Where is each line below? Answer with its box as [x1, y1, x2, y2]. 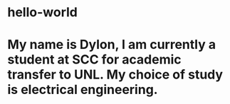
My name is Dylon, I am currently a [7, 37, 216, 53]
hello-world [7, 4, 78, 21]
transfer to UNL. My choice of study [7, 67, 223, 83]
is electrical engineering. [7, 82, 158, 98]
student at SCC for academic [7, 52, 182, 68]
